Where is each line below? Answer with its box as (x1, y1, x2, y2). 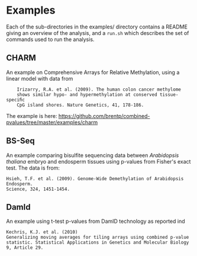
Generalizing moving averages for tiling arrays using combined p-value (6, 235, 189, 241)
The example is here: (6, 112, 57, 119)
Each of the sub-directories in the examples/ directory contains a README (6, 23, 188, 30)
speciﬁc (6, 97, 25, 103)
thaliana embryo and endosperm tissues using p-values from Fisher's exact (6, 158, 191, 165)
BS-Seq (6, 136, 35, 146)
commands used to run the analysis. (6, 36, 95, 43)
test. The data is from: (6, 164, 60, 171)
